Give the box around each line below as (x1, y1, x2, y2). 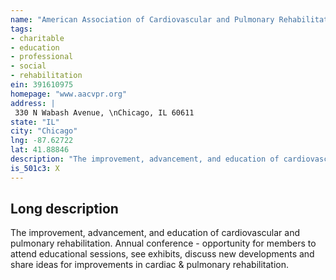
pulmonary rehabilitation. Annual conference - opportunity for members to (10, 237, 317, 250)
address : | (10, 98, 56, 108)
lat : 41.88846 (10, 145, 70, 155)
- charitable (10, 33, 65, 43)
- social (10, 61, 47, 71)
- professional (10, 52, 74, 62)
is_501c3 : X (10, 163, 60, 173)
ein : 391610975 (10, 80, 74, 90)
